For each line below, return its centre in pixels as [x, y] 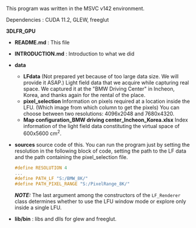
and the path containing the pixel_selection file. [71, 157]
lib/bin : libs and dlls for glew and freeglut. [65, 219]
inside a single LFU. [38, 208]
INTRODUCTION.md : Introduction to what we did [74, 54]
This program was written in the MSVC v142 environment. [75, 8]
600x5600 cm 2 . [42, 133]
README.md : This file [42, 42]
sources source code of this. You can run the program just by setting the [102, 144]
